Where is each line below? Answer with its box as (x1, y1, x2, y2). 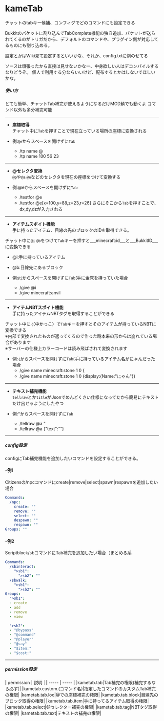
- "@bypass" (9, 628, 34, 633)
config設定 (5, 442, 28, 448)
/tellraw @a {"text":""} (19, 426, 64, 432)
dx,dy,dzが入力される (19, 206, 63, 212)
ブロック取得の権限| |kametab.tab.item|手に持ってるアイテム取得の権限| (5, 698, 149, 704)
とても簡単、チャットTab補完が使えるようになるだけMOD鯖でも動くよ (5, 101, 146, 107)
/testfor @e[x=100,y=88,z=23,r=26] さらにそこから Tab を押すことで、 (19, 200, 159, 206)
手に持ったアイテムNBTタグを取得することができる (12, 310, 115, 316)
